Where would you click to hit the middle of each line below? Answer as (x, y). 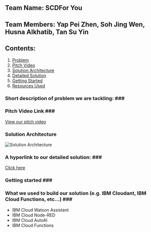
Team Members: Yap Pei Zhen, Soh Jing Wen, (75, 24)
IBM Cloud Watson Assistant (40, 210)
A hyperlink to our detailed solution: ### (53, 158)
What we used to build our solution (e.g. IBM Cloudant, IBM (76, 193)
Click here (15, 168)
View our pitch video (26, 122)
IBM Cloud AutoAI (30, 220)
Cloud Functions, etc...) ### (39, 199)
